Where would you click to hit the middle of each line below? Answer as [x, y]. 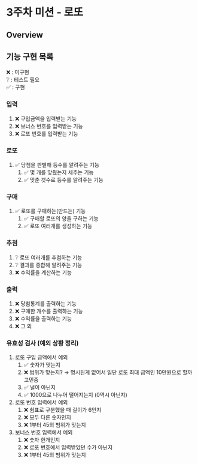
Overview [25, 35]
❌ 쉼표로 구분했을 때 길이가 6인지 [63, 410]
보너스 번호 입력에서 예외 [44, 432]
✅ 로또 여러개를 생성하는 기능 [58, 226]
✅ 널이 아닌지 [39, 387]
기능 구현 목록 [30, 57]
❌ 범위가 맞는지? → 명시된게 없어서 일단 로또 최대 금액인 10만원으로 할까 [108, 372]
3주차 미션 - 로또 [45, 12]
